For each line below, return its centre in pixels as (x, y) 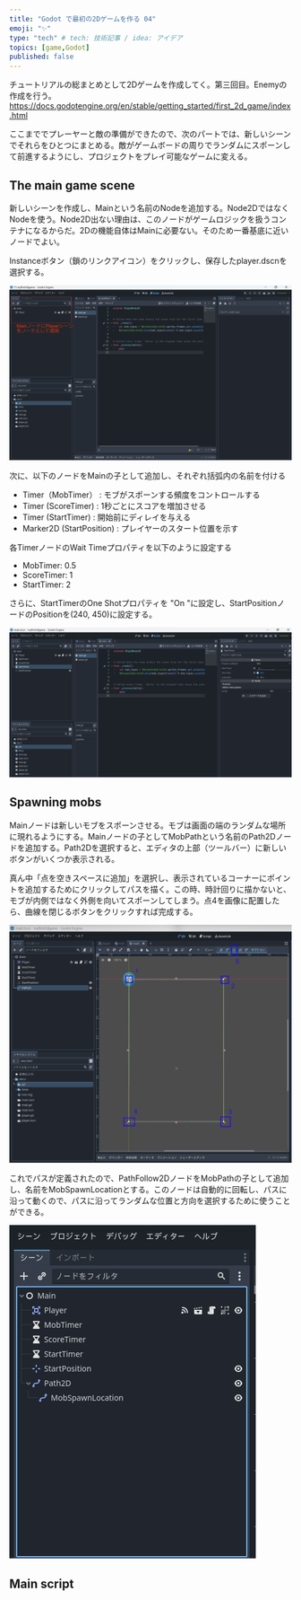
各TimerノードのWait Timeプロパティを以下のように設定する (120, 547)
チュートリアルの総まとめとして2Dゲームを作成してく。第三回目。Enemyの (148, 84)
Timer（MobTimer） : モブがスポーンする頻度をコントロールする (141, 495)
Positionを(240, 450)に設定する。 (95, 614)
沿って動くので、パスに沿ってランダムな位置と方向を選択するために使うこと (150, 1201)
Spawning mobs (56, 802)
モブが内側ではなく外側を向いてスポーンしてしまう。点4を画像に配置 (137, 900)
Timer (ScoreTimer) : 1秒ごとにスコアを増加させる (114, 505)
